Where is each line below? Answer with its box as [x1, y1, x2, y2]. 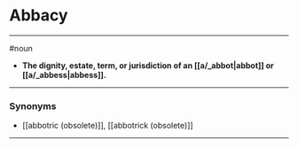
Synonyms [9, 99, 57, 112]
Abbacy [9, 5, 68, 26]
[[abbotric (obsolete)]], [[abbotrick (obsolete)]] [21, 121, 193, 131]
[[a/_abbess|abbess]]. [21, 69, 106, 80]
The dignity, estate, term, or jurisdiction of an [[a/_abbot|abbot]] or [21, 59, 274, 71]
